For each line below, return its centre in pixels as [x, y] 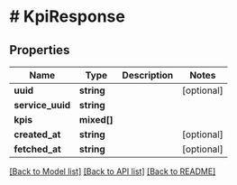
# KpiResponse [68, 17]
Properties [40, 50]
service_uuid [42, 105]
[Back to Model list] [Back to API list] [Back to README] [113, 171]
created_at [37, 134]
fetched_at [37, 149]
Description [148, 75]
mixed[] [97, 120]
